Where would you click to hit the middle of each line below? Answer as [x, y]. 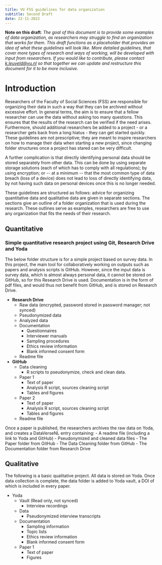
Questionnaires [42, 331]
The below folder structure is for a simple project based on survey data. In [79, 259]
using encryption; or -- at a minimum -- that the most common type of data [80, 173]
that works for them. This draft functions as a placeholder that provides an [80, 43]
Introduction [30, 88]
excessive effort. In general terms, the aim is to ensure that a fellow [72, 112]
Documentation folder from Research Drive [48, 449]
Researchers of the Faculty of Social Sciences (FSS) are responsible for [76, 102]
